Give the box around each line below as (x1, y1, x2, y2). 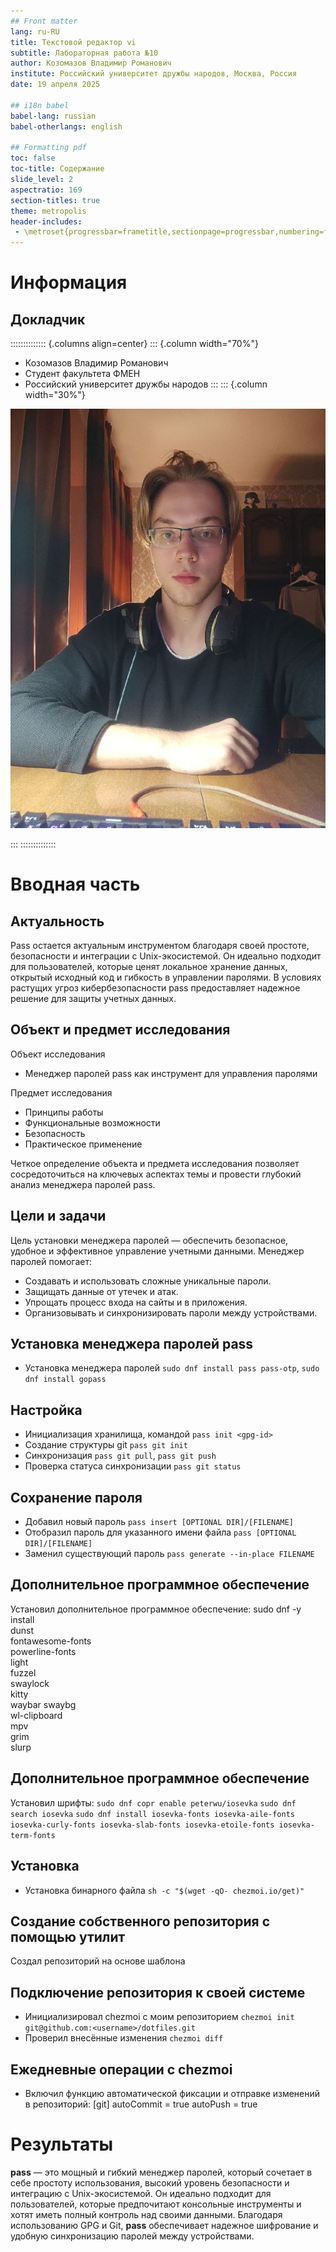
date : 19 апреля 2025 (10, 80, 101, 90)
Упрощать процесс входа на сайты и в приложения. (24, 1296, 248, 1308)
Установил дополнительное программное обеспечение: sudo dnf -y (10, 1603, 302, 1615)
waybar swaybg (10, 1698, 77, 1710)
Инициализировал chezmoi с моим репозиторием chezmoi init (24, 2011, 295, 2023)
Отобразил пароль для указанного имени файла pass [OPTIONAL (24, 1526, 297, 1539)
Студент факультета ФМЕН (24, 368, 141, 380)
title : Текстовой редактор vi (10, 37, 137, 47)
